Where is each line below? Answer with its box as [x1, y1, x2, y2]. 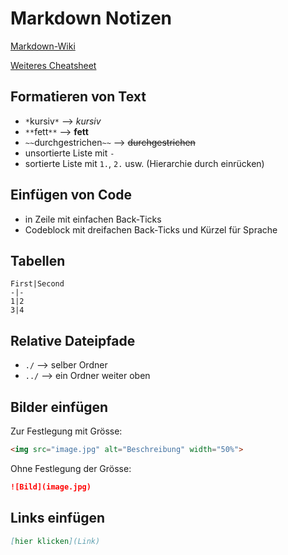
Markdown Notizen [10, 7, 173, 30]
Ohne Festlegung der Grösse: [10, 462, 132, 474]
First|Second [10, 279, 65, 289]
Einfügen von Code [10, 187, 133, 204]
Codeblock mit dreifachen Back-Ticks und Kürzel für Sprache [24, 223, 278, 236]
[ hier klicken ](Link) [10, 536, 101, 546]
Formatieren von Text [10, 88, 147, 106]
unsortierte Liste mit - [24, 147, 115, 159]
